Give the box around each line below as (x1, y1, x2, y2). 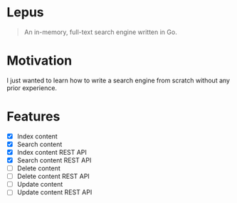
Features (6, 109, 60, 125)
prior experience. (6, 83, 58, 92)
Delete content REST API (16, 172, 90, 181)
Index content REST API (16, 148, 87, 156)
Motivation (6, 53, 73, 69)
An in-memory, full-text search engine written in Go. (23, 28, 177, 36)
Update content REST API (16, 188, 93, 197)
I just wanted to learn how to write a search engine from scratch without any (6, 76, 231, 84)
